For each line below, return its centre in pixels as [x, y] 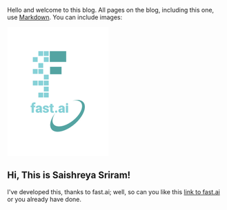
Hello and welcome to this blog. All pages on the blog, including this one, [111, 10]
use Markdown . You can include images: [65, 17]
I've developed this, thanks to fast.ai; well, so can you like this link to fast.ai [114, 191]
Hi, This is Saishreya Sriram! [69, 175]
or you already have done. [44, 199]
